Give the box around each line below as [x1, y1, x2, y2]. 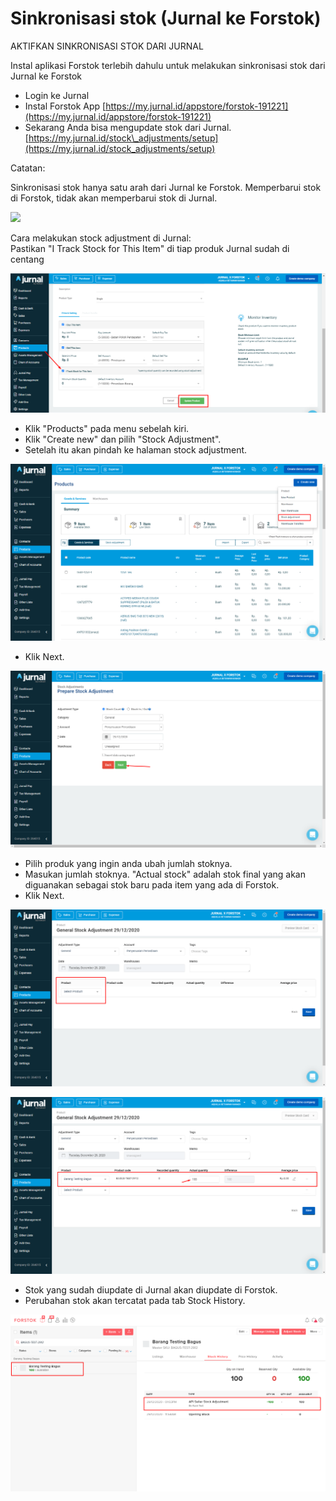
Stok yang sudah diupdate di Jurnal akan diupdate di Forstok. [24, 1283, 278, 1296]
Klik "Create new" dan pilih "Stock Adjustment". [24, 433, 222, 445]
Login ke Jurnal [24, 89, 90, 101]
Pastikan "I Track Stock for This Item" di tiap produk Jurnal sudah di [10, 242, 290, 254]
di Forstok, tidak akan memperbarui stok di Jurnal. [10, 192, 218, 204]
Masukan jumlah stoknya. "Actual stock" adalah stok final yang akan [24, 868, 307, 880]
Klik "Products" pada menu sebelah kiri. [24, 422, 190, 434]
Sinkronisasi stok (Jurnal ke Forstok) [10, 7, 322, 30]
